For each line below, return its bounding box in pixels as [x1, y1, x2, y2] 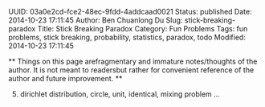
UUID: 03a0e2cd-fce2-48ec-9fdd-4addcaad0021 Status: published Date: [8, 7, 252, 16]
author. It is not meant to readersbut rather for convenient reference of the [8, 65, 255, 75]
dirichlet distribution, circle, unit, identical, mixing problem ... [19, 89, 221, 99]
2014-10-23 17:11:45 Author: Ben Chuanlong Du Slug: [8, 15, 183, 25]
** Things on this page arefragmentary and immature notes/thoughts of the [8, 56, 258, 66]
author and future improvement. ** [8, 74, 123, 83]
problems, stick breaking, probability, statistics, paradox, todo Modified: [8, 32, 247, 42]
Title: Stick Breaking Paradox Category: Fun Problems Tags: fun [37, 24, 248, 33]
